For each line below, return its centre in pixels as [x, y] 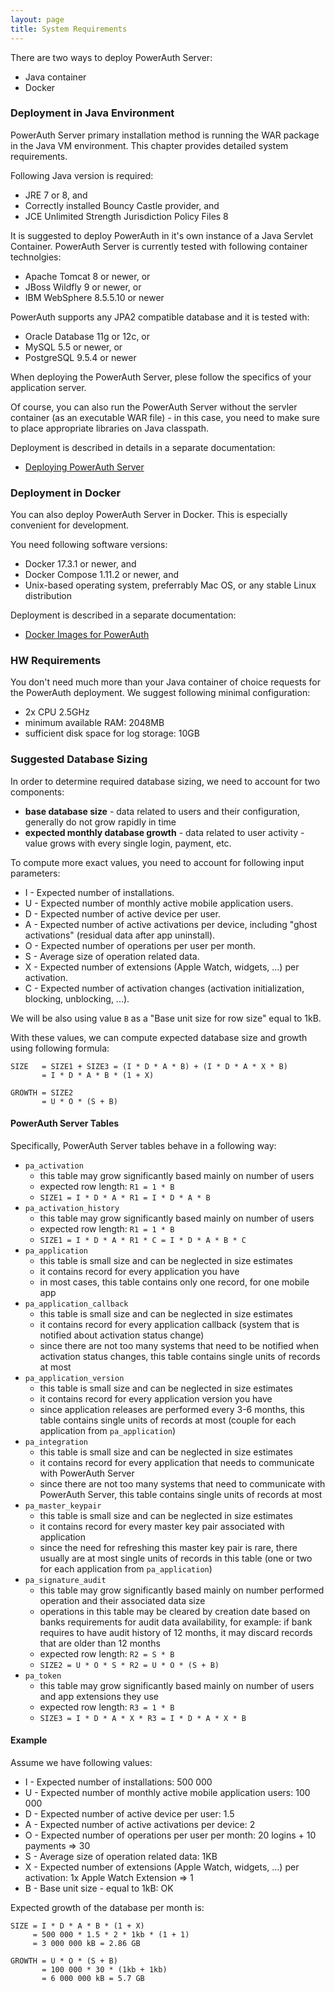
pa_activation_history [72, 1208]
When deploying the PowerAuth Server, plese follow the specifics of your [161, 377]
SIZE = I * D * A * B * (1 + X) [77, 1926]
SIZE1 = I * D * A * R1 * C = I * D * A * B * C [143, 1240]
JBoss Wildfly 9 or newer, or [83, 287]
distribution [48, 596]
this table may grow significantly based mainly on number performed [182, 1590]
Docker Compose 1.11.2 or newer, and [102, 575]
